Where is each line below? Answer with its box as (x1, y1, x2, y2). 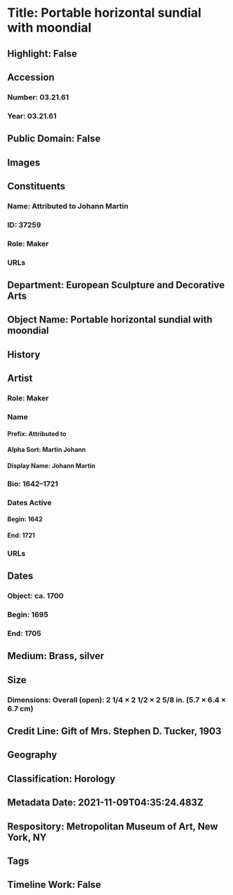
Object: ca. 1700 (7, 591, 64, 601)
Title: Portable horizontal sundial (7, 5, 202, 21)
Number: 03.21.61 (7, 92, 69, 102)
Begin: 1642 (7, 515, 43, 523)
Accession (7, 71, 55, 83)
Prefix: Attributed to (7, 429, 66, 438)
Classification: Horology (7, 773, 115, 784)
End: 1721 (7, 530, 36, 540)
